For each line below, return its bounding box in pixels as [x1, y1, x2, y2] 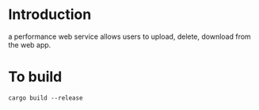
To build [8, 68, 63, 86]
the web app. [8, 40, 51, 49]
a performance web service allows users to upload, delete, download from [8, 32, 251, 41]
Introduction [8, 6, 92, 24]
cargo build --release [8, 93, 83, 102]
